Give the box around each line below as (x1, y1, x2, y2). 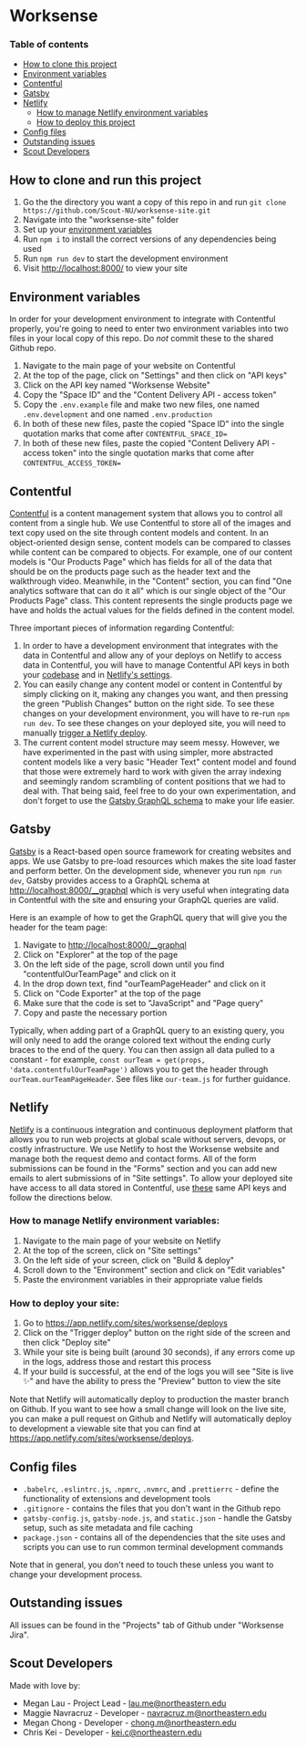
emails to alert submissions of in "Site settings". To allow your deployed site (9, 1172, 293, 1183)
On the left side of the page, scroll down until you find (22, 959, 225, 970)
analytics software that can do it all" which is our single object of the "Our (9, 585, 287, 596)
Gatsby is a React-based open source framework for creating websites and (9, 846, 291, 857)
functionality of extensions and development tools (22, 1492, 211, 1503)
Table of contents (9, 38, 89, 51)
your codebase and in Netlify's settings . (22, 669, 173, 680)
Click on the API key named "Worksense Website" (22, 380, 211, 390)
